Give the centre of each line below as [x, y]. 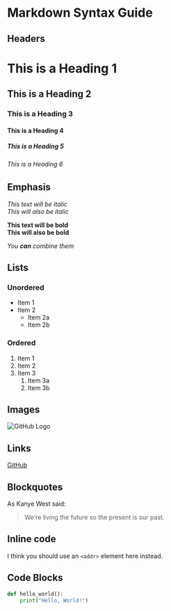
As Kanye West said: [36, 504]
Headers [26, 39]
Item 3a [39, 380]
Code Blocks [35, 578]
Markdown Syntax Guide [80, 13]
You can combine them [41, 246]
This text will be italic [38, 204]
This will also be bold [38, 232]
